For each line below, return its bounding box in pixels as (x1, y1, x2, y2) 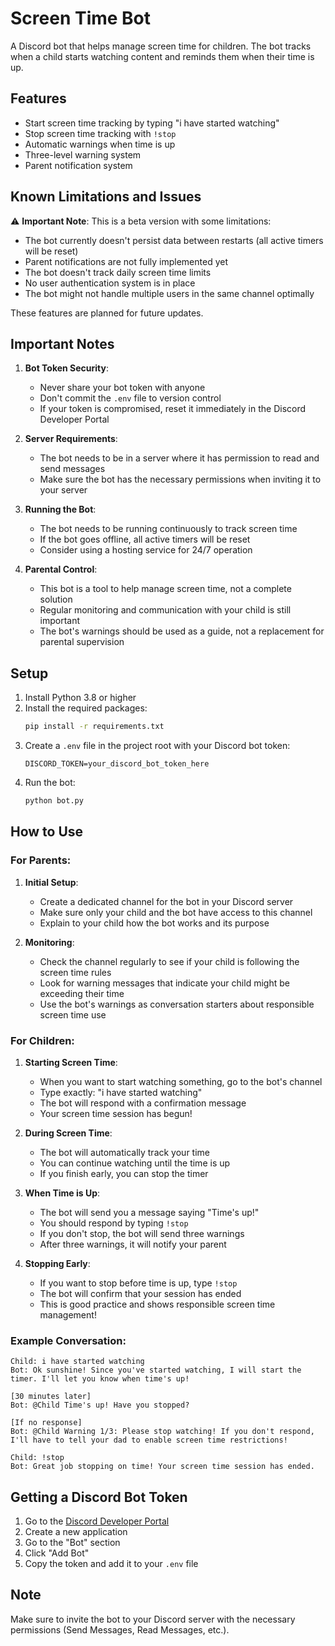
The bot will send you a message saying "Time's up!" (39, 1206, 260, 1218)
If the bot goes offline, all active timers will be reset (39, 533, 251, 546)
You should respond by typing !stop (39, 1217, 189, 1229)
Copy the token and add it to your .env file (24, 1558, 199, 1570)
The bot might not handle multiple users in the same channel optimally (24, 287, 315, 299)
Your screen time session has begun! (39, 1107, 193, 1119)
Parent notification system (24, 159, 133, 171)
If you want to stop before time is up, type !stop (39, 1277, 238, 1289)
